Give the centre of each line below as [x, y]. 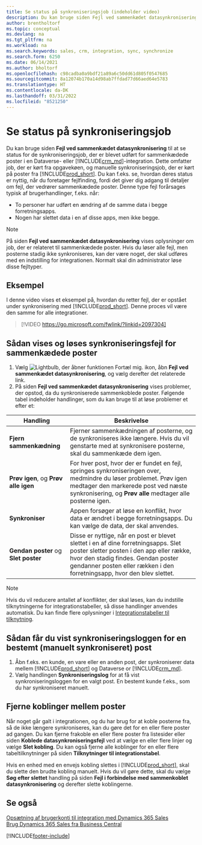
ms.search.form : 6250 [33, 57]
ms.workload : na [26, 46]
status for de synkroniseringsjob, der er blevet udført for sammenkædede [97, 154]
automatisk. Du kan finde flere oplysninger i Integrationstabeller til [88, 613]
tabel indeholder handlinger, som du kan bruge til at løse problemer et [101, 399]
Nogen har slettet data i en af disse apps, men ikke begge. [87, 217]
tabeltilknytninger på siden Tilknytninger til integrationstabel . [84, 753]
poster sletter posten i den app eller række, [130, 551]
